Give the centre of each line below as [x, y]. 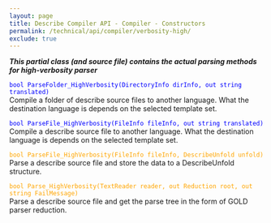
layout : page [31, 16]
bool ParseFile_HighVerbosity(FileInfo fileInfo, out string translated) [137, 124]
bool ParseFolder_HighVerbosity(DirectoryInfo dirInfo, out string [126, 85]
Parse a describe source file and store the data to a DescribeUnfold [122, 163]
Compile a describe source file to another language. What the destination [131, 131]
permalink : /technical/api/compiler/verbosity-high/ [100, 31]
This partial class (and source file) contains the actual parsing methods [133, 62]
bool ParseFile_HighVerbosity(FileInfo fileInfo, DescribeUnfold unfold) [137, 155]
